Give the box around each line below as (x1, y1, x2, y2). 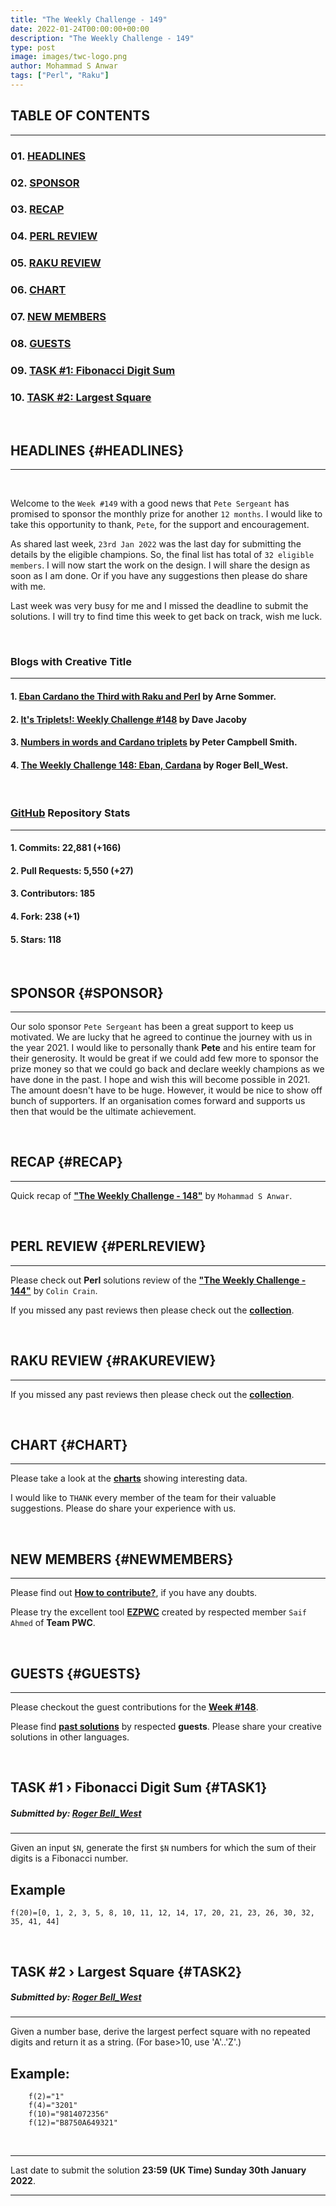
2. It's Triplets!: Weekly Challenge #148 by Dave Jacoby (10, 713, 248, 725)
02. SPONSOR (10, 176, 80, 190)
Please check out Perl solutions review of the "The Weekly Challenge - (10, 1274, 307, 1286)
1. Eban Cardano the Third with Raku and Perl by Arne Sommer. (10, 690, 277, 702)
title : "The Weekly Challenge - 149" (10, 14, 168, 25)
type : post (10, 42, 56, 53)
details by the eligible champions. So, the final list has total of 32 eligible (10, 549, 315, 561)
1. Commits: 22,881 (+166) (10, 842, 122, 854)
